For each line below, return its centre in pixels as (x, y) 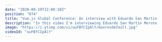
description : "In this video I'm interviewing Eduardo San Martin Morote (81, 23)
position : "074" (21, 14)
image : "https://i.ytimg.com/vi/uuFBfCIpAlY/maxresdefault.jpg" (71, 28)
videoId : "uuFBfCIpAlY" (29, 32)
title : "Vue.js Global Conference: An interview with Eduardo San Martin (81, 18)
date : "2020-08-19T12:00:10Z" (36, 9)
